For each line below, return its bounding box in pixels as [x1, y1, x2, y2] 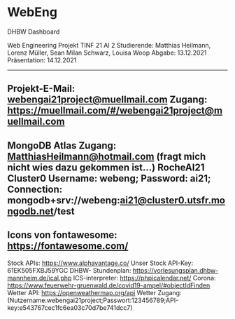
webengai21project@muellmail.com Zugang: [7, 94, 208, 106]
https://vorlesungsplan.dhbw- [132, 266, 219, 274]
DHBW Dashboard [7, 27, 60, 36]
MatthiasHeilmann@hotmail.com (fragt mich [7, 150, 206, 162]
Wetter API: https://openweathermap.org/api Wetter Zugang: [7, 288, 182, 297]
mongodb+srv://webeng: [7, 194, 120, 206]
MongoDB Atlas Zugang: [7, 140, 117, 151]
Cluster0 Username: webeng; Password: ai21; [7, 172, 211, 184]
